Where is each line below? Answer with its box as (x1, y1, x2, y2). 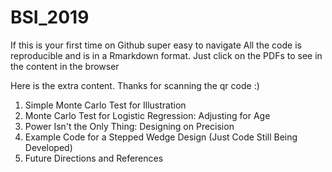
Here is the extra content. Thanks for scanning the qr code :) (10, 79, 260, 91)
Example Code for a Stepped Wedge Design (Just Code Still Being (24, 131, 298, 143)
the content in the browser (10, 60, 120, 72)
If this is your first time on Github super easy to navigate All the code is (10, 39, 302, 51)
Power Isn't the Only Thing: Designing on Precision (24, 120, 235, 132)
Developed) (24, 141, 73, 153)
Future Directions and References (24, 152, 164, 164)
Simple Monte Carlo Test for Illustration (24, 99, 187, 111)
